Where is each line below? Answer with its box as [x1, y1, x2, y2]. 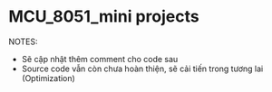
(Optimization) [21, 72, 76, 83]
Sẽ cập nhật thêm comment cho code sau [21, 53, 179, 64]
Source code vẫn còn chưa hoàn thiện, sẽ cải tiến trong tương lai [21, 63, 264, 74]
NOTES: [8, 36, 38, 47]
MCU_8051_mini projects [8, 6, 200, 27]
